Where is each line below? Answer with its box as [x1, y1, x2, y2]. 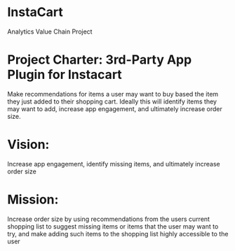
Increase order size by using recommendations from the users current [7, 215, 210, 223]
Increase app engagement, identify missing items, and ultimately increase [7, 159, 221, 168]
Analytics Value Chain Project [7, 27, 93, 36]
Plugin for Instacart [7, 67, 123, 83]
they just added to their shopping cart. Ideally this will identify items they [7, 97, 217, 106]
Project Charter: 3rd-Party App [7, 52, 192, 68]
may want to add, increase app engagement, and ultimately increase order [7, 104, 223, 113]
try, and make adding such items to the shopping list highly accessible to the [7, 229, 229, 238]
